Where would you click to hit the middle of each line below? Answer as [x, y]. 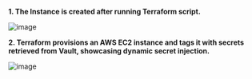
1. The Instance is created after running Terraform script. [105, 12]
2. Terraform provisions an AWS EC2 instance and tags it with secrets [126, 42]
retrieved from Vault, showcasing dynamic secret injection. [109, 51]
